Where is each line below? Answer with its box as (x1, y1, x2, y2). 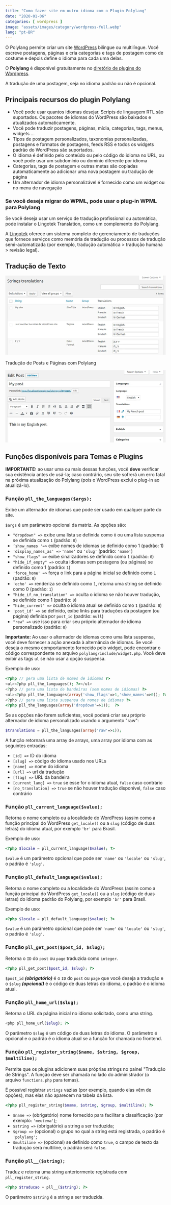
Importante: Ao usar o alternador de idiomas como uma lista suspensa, (5, 634, 155, 640)
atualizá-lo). (5, 482, 31, 488)
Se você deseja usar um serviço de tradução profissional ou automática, (5, 215, 157, 222)
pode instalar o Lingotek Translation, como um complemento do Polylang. (5, 221, 160, 227)
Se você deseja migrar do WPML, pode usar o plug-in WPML (5, 197, 157, 204)
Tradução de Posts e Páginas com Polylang (5, 360, 97, 366)
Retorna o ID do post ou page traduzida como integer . (5, 955, 118, 962)
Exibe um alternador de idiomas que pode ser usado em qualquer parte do (5, 507, 162, 513)
